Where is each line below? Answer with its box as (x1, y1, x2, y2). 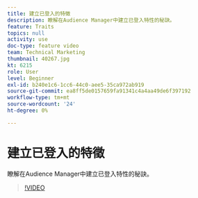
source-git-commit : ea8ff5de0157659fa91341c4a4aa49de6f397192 (7, 88, 191, 94)
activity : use (7, 36, 49, 43)
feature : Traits (7, 23, 54, 30)
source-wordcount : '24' (7, 101, 76, 108)
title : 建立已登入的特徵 (7, 10, 71, 17)
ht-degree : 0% (7, 107, 49, 114)
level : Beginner (7, 74, 54, 82)
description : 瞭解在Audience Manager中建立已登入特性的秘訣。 (7, 17, 175, 24)
